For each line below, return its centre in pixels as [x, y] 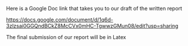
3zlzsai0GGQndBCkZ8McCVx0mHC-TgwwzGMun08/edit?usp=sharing [92, 26]
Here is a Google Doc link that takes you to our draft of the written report [94, 8]
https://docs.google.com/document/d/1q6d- [60, 20]
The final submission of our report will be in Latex [66, 37]
